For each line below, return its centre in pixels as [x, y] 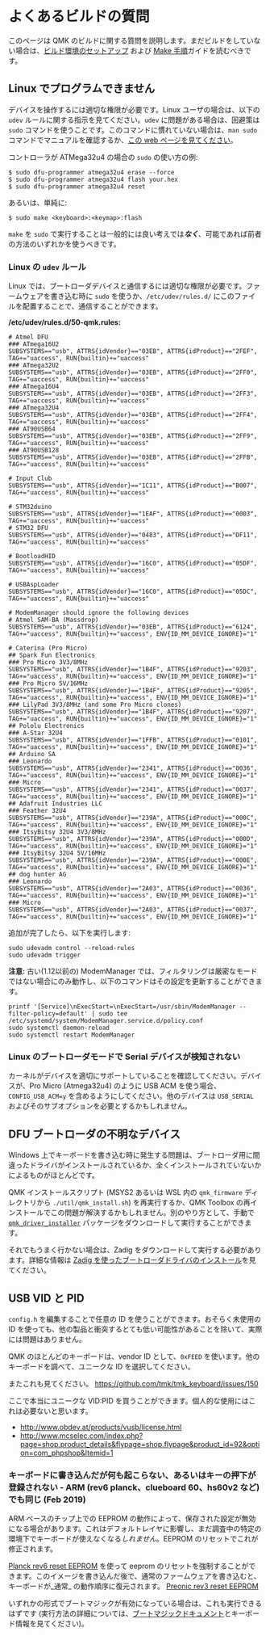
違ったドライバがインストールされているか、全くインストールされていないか [135, 1165]
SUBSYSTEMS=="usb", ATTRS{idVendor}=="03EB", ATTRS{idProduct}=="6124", [133, 627]
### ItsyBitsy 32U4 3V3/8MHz [57, 832]
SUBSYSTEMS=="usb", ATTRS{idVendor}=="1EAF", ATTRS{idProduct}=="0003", [133, 514]
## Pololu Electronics [46, 726]
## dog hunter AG [37, 875]
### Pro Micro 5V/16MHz [48, 683]
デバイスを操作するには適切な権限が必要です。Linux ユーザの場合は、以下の [134, 109]
